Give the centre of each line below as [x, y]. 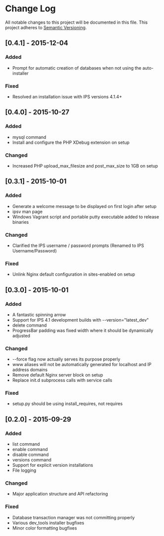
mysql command [29, 137]
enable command [30, 450]
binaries [20, 222]
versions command [32, 460]
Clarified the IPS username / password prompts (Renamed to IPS [78, 246]
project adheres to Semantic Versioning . [46, 27]
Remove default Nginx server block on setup [58, 375]
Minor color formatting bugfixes [45, 528]
